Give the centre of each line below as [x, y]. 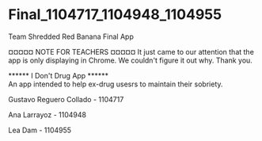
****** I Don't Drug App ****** [59, 75]
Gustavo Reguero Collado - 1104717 [66, 99]
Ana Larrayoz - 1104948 [47, 114]
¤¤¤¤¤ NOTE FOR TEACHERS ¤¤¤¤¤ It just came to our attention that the [131, 51]
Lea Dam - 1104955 [40, 130]
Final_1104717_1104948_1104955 [115, 15]
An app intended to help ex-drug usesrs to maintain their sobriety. [116, 84]
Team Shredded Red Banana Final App [71, 36]
